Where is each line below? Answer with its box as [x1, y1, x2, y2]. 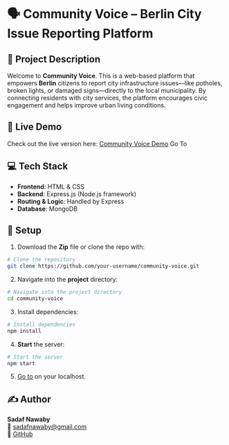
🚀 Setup [7, 225, 42, 236]
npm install [7, 327, 42, 334]
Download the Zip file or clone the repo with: [17, 243, 145, 251]
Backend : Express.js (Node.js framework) [17, 189, 137, 198]
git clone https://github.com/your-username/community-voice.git [7, 263, 199, 270]
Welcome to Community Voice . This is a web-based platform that [7, 71, 195, 80]
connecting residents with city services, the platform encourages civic [7, 94, 208, 102]
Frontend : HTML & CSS [17, 182, 85, 191]
